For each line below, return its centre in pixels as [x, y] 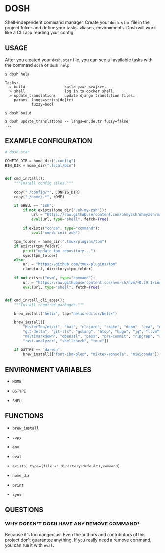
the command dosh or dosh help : [38, 65]
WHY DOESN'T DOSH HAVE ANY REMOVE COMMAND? [72, 524]
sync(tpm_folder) [40, 255]
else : [20, 260]
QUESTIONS [24, 510]
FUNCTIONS [25, 416]
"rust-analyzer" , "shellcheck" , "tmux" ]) [66, 341]
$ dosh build [18, 113]
